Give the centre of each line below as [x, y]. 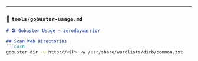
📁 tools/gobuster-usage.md [44, 19]
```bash [16, 47]
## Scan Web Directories [37, 41]
